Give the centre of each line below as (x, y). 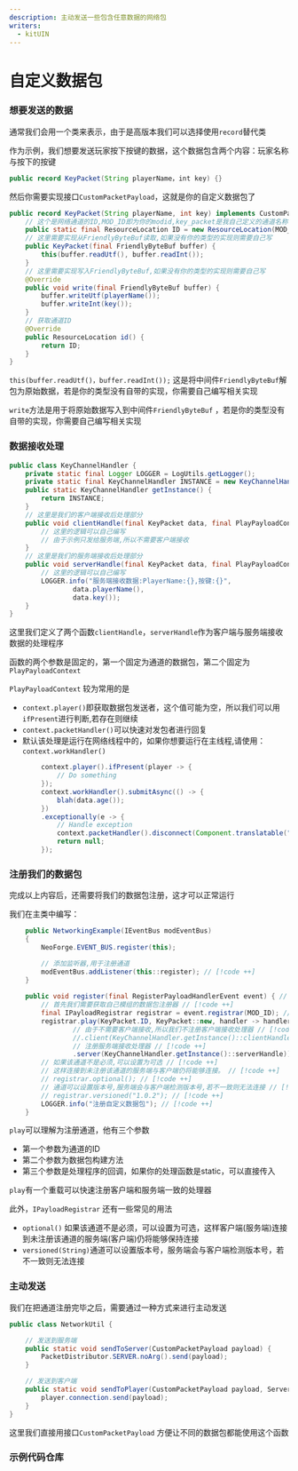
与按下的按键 (32, 162)
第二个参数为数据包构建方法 (73, 1160)
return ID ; (61, 346)
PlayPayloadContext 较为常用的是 (70, 688)
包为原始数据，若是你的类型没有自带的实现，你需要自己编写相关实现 (133, 391)
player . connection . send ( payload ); (105, 1397)
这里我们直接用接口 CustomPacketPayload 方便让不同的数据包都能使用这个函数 (149, 1432)
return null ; (80, 842)
